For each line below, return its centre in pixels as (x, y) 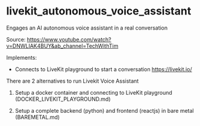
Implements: (22, 57)
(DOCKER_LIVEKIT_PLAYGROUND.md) (63, 99)
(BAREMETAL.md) (37, 117)
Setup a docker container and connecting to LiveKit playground (94, 92)
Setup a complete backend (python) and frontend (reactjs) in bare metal (104, 110)
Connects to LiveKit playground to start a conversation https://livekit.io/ (103, 69)
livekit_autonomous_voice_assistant (99, 11)
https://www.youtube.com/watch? (69, 39)
